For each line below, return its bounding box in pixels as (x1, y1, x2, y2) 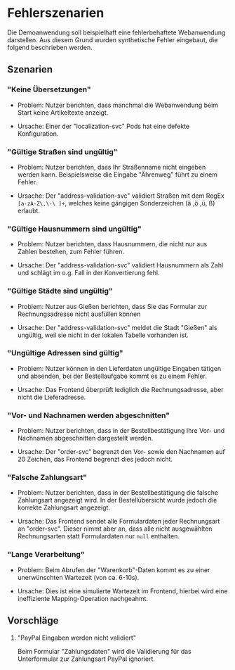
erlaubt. (17, 206, 41, 215)
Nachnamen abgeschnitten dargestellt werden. (17, 434, 154, 443)
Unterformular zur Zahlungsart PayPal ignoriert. (17, 655, 156, 663)
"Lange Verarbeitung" (7, 550, 85, 560)
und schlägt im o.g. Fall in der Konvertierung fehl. (17, 269, 160, 277)
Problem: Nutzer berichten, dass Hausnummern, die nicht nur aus (17, 240, 208, 248)
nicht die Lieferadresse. (17, 393, 86, 401)
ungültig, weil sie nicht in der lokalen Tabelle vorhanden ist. (17, 331, 189, 339)
